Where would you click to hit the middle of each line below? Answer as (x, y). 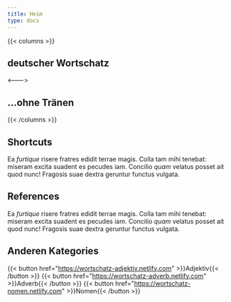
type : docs (23, 21)
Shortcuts (30, 142)
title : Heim (25, 14)
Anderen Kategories (53, 251)
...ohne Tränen (41, 103)
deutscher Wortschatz (58, 63)
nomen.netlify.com (35, 291)
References (33, 196)
